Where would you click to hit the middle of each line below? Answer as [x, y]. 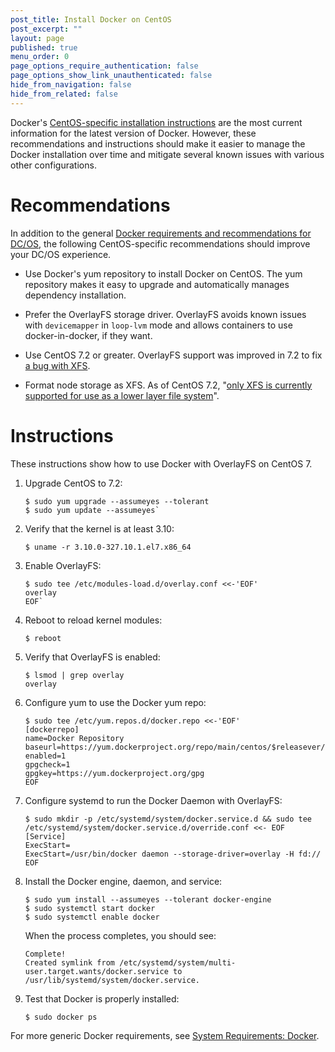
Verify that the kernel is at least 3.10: [99, 528]
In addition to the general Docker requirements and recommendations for [161, 233]
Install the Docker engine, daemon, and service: [123, 881]
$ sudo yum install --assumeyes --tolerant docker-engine [148, 899]
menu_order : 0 [40, 57]
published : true [44, 47]
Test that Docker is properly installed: [102, 998]
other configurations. [53, 165]
